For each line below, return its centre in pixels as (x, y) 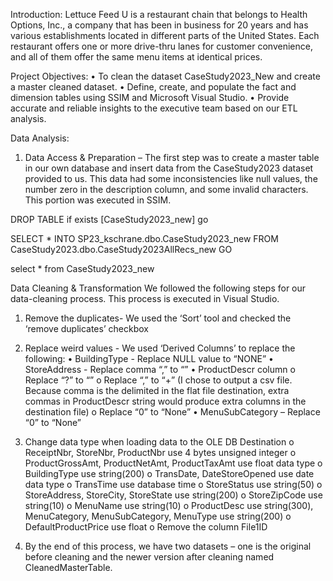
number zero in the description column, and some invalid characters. (166, 189)
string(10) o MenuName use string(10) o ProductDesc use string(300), (169, 505)
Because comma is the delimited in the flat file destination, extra (157, 390)
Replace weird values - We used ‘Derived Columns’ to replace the (160, 348)
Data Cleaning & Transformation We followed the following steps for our (158, 288)
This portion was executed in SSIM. (98, 200)
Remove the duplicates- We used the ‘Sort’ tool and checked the (158, 318)
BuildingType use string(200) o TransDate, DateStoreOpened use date (169, 473)
